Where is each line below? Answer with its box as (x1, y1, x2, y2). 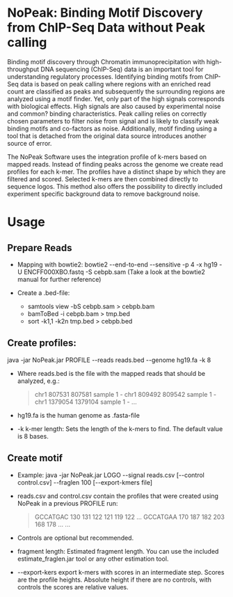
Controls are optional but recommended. (17, 534, 134, 542)
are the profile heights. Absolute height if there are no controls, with (17, 575, 212, 584)
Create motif (7, 452, 63, 464)
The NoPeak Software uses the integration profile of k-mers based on (7, 152, 207, 161)
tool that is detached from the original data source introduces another (7, 131, 207, 140)
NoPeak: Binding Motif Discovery (7, 5, 203, 21)
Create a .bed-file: (17, 288, 70, 297)
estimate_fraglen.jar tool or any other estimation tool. (17, 554, 169, 563)
